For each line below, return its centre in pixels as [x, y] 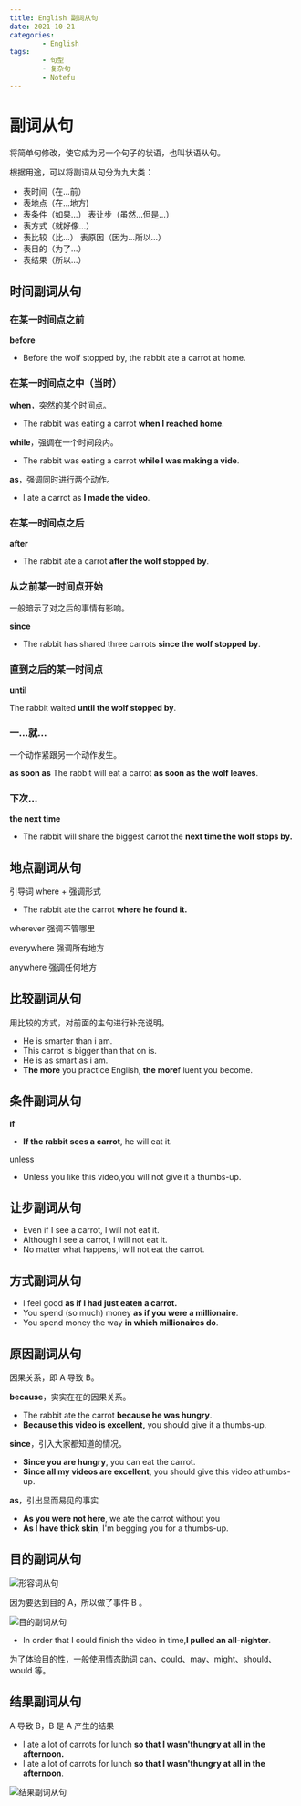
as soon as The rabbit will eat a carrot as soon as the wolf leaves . [134, 772]
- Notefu [59, 78]
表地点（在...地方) [56, 203]
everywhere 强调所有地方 [57, 948]
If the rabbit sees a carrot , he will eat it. [97, 1141]
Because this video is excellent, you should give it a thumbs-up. [145, 1425]
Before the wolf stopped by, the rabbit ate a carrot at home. [134, 358]
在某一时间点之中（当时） [66, 383]
